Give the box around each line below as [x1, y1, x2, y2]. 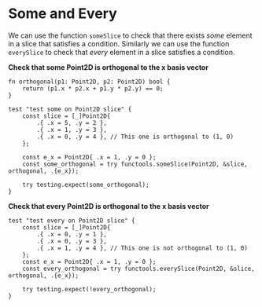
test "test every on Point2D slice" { [8, 217, 135, 225]
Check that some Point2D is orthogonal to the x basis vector [8, 62, 208, 71]
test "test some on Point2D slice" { [8, 105, 132, 113]
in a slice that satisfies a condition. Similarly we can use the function [8, 38, 230, 48]
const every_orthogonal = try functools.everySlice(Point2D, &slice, [22, 265, 256, 272]
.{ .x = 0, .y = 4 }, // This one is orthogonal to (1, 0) [36, 133, 234, 141]
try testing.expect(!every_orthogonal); [22, 285, 157, 293]
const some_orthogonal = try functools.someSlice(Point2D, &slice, [22, 160, 248, 168]
